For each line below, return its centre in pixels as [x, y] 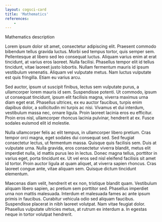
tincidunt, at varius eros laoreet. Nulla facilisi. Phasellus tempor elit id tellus [80, 62]
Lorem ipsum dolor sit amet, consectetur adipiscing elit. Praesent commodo [81, 46]
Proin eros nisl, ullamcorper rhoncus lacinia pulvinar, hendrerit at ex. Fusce [80, 118]
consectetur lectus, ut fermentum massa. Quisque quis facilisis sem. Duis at [81, 143]
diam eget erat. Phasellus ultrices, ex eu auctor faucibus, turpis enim [73, 102]
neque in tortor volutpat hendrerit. [39, 214]
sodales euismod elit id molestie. [38, 123]
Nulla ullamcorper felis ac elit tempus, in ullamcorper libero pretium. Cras [78, 132]
